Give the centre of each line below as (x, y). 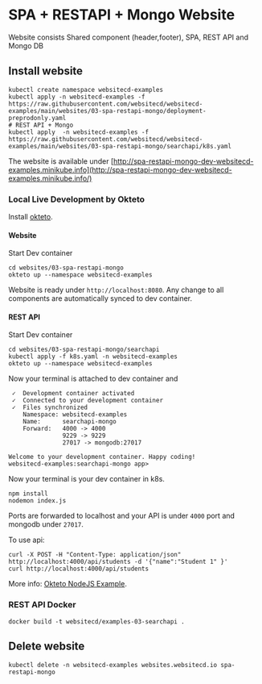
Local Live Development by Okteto (76, 199)
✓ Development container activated (73, 394)
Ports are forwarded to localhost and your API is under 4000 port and (122, 516)
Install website (45, 71)
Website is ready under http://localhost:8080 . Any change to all (116, 290)
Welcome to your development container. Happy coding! (102, 457)
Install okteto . (31, 217)
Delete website (47, 646)
